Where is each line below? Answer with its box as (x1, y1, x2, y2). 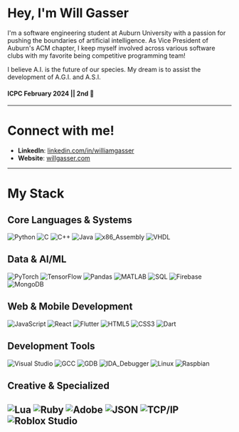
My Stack (7, 185, 65, 202)
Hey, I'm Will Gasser (7, 5, 129, 21)
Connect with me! (7, 123, 115, 139)
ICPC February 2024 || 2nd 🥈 (7, 89, 95, 98)
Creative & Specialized (7, 379, 110, 391)
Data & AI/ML (7, 253, 67, 265)
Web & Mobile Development (7, 301, 133, 313)
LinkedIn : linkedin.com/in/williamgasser (17, 146, 134, 155)
